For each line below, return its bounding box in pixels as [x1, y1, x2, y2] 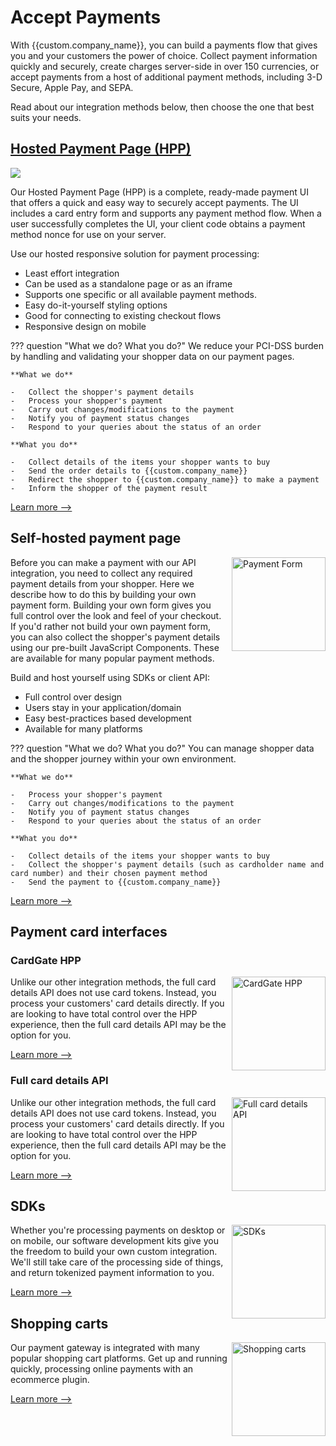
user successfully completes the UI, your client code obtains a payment [10, 217, 306, 230]
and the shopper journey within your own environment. [10, 752, 237, 765]
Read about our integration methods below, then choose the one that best [10, 101, 315, 113]
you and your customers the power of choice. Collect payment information [10, 49, 318, 61]
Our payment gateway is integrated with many [10, 1342, 200, 1354]
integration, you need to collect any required [10, 567, 193, 579]
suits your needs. [10, 111, 82, 123]
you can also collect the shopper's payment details [10, 631, 221, 643]
